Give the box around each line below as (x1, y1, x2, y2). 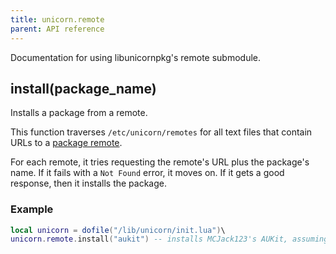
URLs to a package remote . (10, 137, 123, 149)
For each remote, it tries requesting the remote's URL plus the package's (10, 156, 310, 168)
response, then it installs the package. (10, 177, 168, 190)
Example (10, 202, 54, 216)
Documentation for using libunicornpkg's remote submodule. (10, 51, 262, 63)
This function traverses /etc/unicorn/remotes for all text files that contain (10, 126, 313, 138)
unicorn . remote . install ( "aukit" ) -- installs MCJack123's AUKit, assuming (10, 234, 329, 245)
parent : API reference (10, 24, 105, 34)
